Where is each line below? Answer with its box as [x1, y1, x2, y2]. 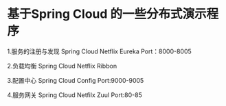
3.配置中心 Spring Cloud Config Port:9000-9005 [7, 76, 144, 84]
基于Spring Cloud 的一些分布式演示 [7, 6, 207, 22]
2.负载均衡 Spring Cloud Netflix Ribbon [7, 62, 117, 70]
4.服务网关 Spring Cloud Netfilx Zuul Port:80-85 [7, 90, 142, 99]
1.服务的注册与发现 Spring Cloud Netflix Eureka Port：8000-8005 [7, 47, 192, 55]
